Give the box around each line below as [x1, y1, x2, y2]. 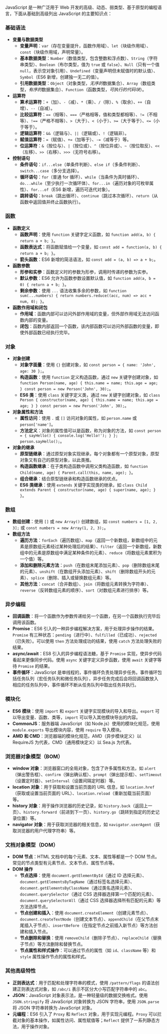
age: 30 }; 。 [19, 368, 47, 374]
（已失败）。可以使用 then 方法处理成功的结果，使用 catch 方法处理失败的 [12, 638, 162, 644]
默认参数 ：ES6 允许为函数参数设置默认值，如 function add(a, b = [19, 275, 156, 281]
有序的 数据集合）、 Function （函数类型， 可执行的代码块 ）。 [28, 86, 147, 92]
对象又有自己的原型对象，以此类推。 [19, 457, 94, 463]
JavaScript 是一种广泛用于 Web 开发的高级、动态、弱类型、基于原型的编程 [5, 4, 158, 10]
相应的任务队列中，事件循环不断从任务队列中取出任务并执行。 [12, 682, 139, 688]
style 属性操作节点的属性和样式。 [19, 954, 89, 960]
